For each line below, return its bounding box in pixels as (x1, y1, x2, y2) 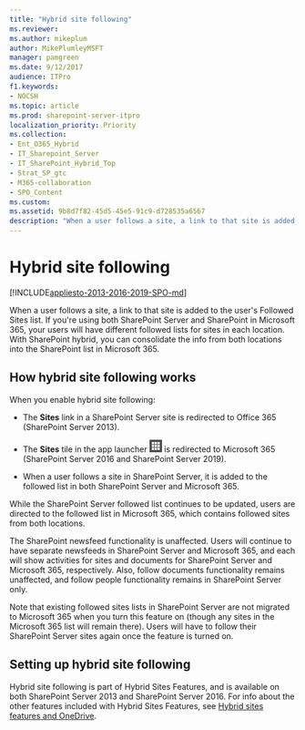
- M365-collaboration (9, 178, 92, 187)
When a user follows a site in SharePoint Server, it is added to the (22, 470, 269, 482)
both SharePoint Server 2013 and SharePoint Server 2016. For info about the (9, 691, 295, 702)
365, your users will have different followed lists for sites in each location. (9, 324, 285, 334)
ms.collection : (9, 130, 67, 139)
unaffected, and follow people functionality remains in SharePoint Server (9, 574, 282, 585)
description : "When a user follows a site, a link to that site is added (9, 217, 296, 226)
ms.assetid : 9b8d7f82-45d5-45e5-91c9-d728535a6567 (9, 207, 206, 216)
